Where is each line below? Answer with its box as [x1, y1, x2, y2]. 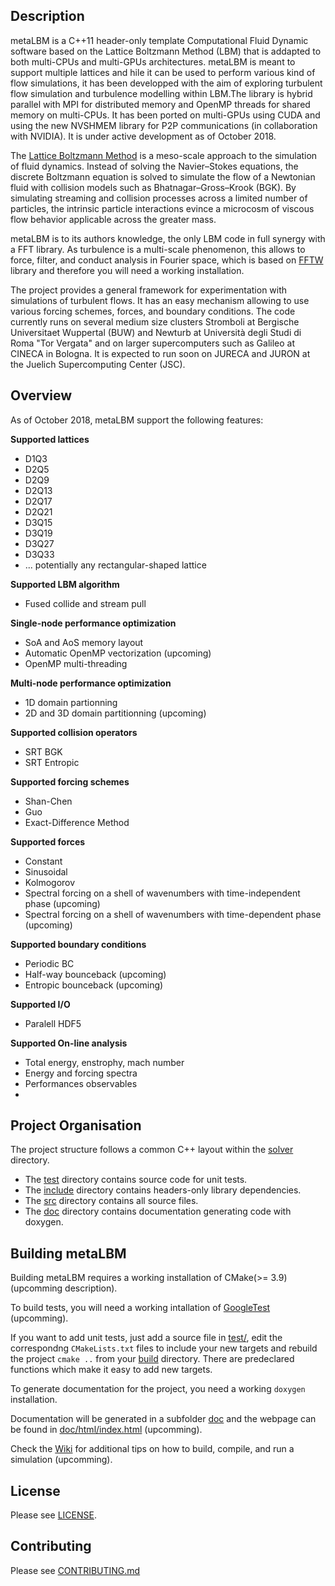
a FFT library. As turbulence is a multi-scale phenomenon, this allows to [10, 243, 306, 255]
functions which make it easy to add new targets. [10, 1364, 213, 1376]
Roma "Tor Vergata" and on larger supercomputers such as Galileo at [10, 337, 296, 349]
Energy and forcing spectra [24, 1067, 138, 1079]
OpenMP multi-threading [24, 657, 128, 669]
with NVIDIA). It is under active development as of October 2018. [10, 130, 277, 142]
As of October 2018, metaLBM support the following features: [10, 414, 264, 426]
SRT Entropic [24, 756, 80, 768]
